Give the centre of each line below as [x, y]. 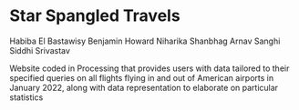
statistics [26, 97]
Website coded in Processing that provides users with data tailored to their [149, 68]
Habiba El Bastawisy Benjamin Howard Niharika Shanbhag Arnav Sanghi [145, 41]
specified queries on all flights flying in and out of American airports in [142, 77]
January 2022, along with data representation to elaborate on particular [144, 87]
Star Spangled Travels [95, 16]
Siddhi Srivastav [40, 50]
